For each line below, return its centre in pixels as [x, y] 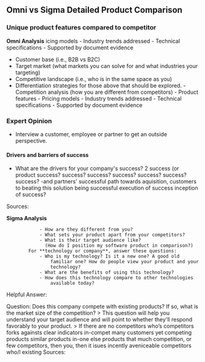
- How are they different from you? [86, 229]
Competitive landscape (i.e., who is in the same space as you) [94, 79]
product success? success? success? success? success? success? [101, 175]
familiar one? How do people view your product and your [125, 262]
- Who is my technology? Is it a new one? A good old [109, 256]
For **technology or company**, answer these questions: [102, 251]
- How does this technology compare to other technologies [116, 278]
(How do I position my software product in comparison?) [119, 246]
